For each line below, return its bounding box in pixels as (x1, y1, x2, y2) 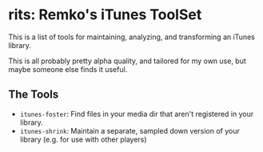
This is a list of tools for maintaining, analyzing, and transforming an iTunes (8, 32, 256, 42)
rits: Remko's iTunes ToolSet (8, 6, 202, 24)
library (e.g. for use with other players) (19, 134, 147, 144)
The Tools (8, 88, 59, 102)
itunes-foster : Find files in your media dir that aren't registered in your (19, 109, 254, 118)
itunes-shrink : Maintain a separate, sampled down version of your (19, 126, 240, 135)
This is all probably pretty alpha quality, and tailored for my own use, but (8, 56, 246, 66)
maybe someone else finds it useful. (8, 64, 128, 74)
